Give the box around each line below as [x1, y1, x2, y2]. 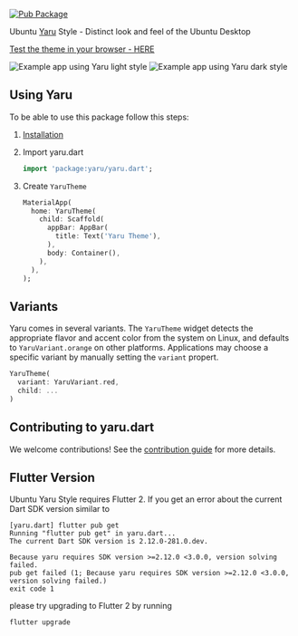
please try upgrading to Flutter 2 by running [9, 601, 172, 612]
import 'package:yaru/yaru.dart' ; [22, 164, 153, 173]
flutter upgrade [9, 618, 71, 627]
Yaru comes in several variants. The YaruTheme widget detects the [9, 323, 254, 334]
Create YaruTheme [22, 180, 88, 191]
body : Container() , [46, 248, 120, 257]
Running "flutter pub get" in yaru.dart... [9, 529, 177, 538]
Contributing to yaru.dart [9, 419, 155, 435]
